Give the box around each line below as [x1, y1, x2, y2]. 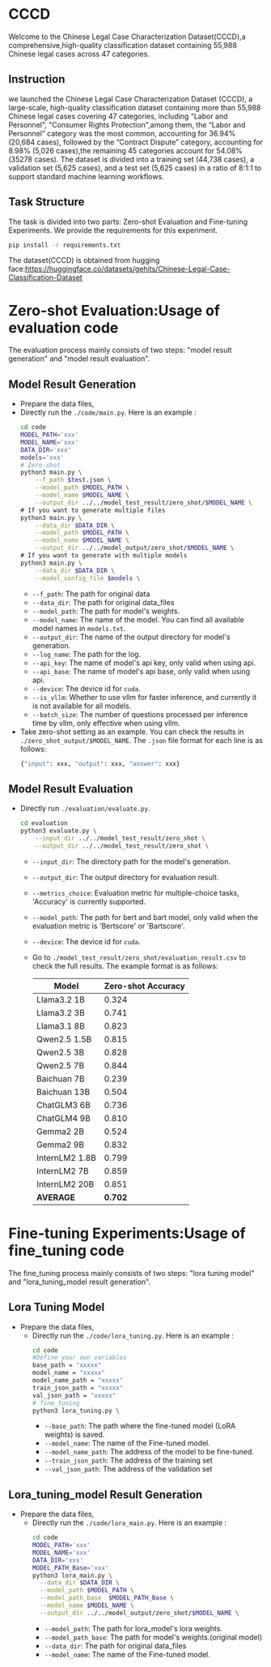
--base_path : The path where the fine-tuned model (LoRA [44, 1421, 236, 1431]
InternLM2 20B [36, 1178, 95, 1189]
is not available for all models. [32, 701, 132, 711]
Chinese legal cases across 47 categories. [8, 49, 150, 58]
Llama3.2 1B [36, 994, 85, 1005]
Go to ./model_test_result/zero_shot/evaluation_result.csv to [32, 952, 247, 962]
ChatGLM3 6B [36, 1099, 91, 1111]
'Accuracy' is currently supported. [32, 896, 146, 906]
